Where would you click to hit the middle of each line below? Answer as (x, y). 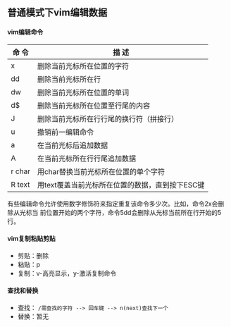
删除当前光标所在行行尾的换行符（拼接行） (107, 118)
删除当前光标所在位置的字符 (83, 66)
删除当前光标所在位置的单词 (83, 92)
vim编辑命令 (25, 32)
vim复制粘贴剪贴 (31, 239)
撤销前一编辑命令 (65, 132)
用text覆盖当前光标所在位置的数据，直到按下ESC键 (121, 185)
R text (20, 184)
